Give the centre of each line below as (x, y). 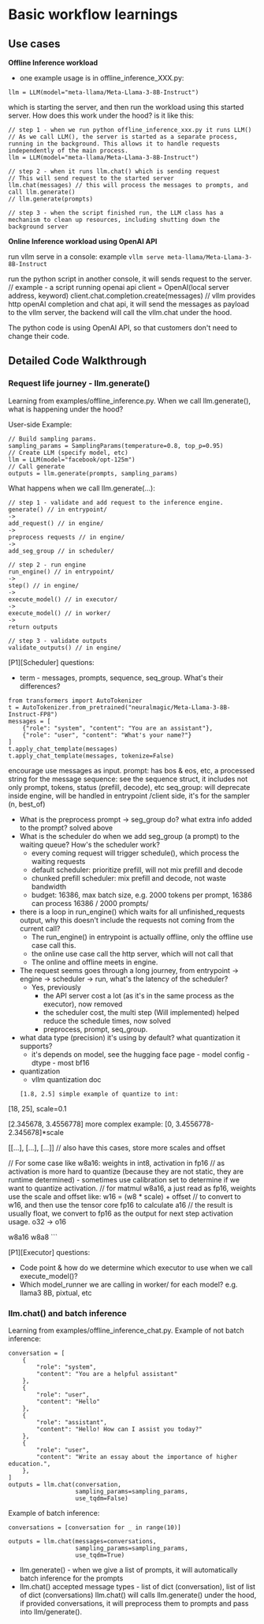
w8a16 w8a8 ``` (33, 1237)
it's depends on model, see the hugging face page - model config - (141, 1054)
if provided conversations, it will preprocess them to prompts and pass (134, 1603)
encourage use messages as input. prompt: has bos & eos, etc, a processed (132, 770)
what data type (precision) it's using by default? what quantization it (130, 1037)
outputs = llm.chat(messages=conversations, (82, 1541)
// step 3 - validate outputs (58, 641)
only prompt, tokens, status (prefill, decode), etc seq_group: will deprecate (129, 787)
